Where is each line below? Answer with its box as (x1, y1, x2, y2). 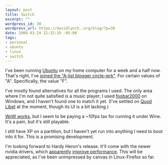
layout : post (5, 7, 32, 12)
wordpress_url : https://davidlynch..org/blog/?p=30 (5, 26, 115, 31)
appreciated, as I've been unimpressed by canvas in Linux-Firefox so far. (5, 154, 155, 160)
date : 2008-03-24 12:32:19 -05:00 (5, 30, 77, 35)
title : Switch (5, 12, 35, 17)
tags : (5, 35, 16, 40)
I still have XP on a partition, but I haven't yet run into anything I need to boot (5, 128, 163, 134)
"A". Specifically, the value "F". (5, 78, 68, 84)
